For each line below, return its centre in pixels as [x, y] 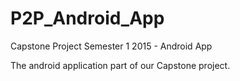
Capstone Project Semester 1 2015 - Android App [111, 46]
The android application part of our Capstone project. [120, 65]
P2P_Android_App [87, 18]
